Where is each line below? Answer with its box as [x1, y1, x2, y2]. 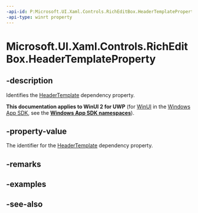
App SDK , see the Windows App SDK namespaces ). [6, 109, 134, 116]
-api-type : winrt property [6, 14, 72, 20]
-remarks [6, 159, 41, 169]
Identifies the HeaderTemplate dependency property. [6, 91, 135, 98]
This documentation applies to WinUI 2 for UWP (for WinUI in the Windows [6, 103, 190, 110]
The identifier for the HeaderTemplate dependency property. [6, 142, 153, 149]
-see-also [6, 199, 43, 209]
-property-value [6, 126, 67, 136]
